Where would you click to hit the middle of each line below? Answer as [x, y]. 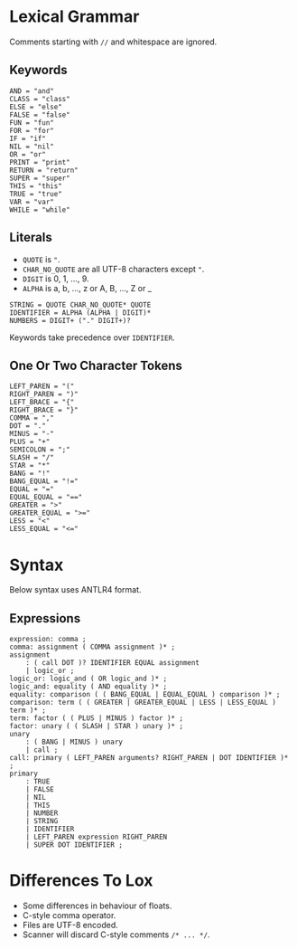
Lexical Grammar [74, 17]
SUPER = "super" [40, 178]
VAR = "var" [32, 202]
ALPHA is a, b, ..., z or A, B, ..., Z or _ [87, 288]
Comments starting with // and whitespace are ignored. [113, 42]
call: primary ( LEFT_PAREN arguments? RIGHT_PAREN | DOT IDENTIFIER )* [149, 758]
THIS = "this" [36, 186]
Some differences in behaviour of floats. [97, 906]
